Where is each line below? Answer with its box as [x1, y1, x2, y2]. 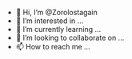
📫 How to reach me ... [15, 42, 90, 51]
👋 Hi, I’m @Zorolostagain [15, 8, 98, 17]
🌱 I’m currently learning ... [15, 25, 102, 33]
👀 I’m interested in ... [15, 16, 84, 26]
